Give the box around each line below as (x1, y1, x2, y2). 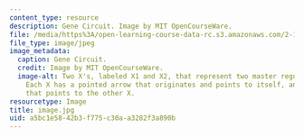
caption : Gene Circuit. (17, 55, 107, 64)
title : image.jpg (9, 105, 75, 114)
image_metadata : (9, 47, 71, 56)
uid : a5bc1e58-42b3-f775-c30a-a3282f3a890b (9, 114, 176, 123)
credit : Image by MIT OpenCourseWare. (17, 64, 165, 73)
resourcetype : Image (9, 96, 88, 106)
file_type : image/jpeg (9, 38, 95, 48)
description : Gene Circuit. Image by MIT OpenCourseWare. (9, 22, 233, 31)
